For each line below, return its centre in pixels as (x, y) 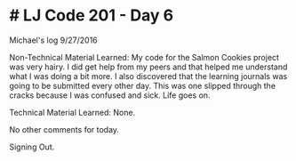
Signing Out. (32, 147)
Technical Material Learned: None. (72, 112)
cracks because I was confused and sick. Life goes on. (110, 95)
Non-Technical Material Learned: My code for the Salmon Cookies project (144, 57)
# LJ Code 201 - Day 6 (92, 16)
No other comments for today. (64, 129)
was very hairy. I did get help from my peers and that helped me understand (148, 67)
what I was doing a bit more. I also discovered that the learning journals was (148, 76)
